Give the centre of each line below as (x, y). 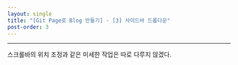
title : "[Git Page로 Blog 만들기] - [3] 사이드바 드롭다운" (89, 20)
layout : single (30, 14)
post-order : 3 (28, 27)
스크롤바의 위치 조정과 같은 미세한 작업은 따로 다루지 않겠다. (90, 54)
